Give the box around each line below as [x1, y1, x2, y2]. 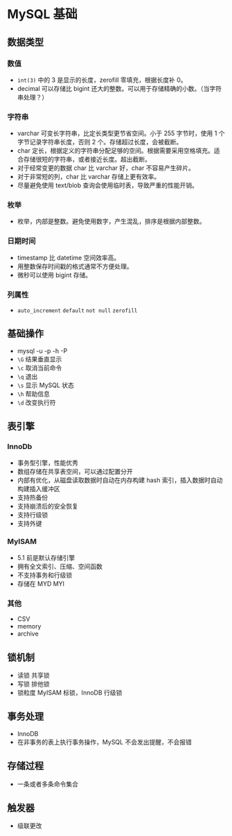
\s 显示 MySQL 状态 [17, 381, 75, 389]
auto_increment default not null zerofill [17, 307, 138, 314]
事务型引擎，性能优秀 [17, 459, 78, 467]
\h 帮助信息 [17, 389, 51, 398]
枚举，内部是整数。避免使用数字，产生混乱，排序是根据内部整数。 [17, 217, 206, 225]
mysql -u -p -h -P [17, 346, 68, 355]
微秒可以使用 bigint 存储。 [17, 271, 92, 279]
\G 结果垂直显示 [17, 355, 62, 363]
